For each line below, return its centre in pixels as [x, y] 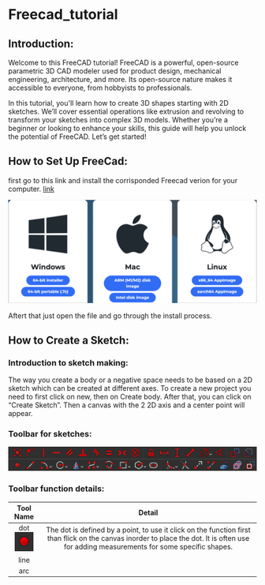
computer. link [32, 189]
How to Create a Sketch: [69, 340]
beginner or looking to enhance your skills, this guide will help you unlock [127, 128]
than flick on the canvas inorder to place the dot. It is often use [148, 538]
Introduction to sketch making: [68, 362]
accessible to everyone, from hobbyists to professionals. [100, 88]
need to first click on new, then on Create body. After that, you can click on [130, 397]
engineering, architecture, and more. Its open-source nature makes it [120, 79]
